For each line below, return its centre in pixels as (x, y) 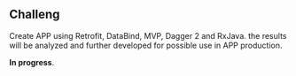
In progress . (32, 62)
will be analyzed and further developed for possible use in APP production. (146, 45)
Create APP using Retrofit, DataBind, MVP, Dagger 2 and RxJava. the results (148, 35)
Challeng (35, 15)
